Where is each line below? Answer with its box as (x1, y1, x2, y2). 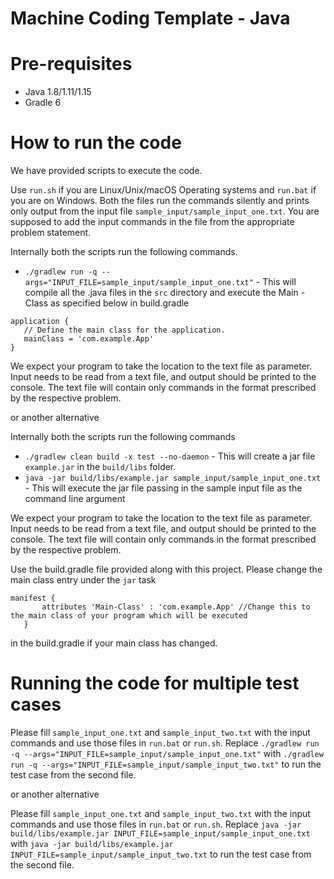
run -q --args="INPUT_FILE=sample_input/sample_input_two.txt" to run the (10, 758, 322, 770)
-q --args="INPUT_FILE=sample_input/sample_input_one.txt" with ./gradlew (10, 748, 324, 759)
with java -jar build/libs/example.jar (10, 838, 174, 849)
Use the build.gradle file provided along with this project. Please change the (10, 563, 323, 576)
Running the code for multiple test (10, 672, 300, 695)
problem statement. (10, 227, 92, 239)
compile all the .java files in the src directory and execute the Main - (24, 287, 306, 299)
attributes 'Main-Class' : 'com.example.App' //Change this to (41, 602, 311, 612)
